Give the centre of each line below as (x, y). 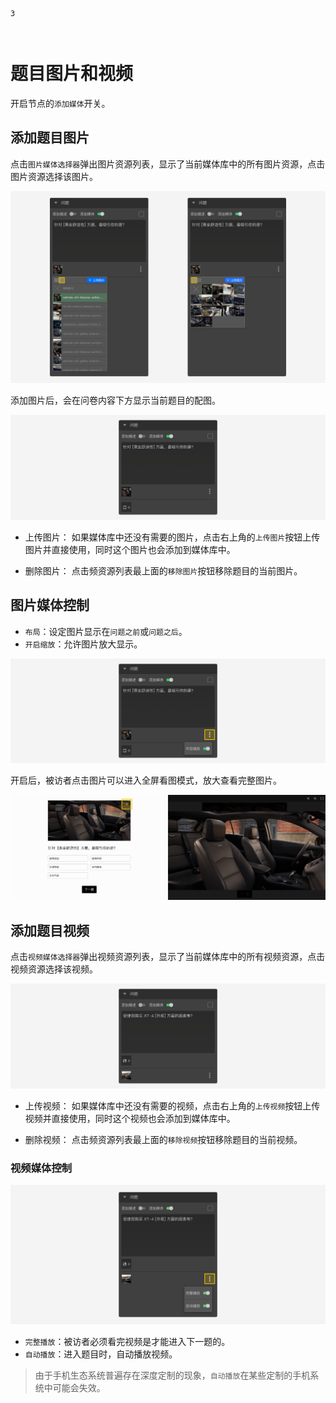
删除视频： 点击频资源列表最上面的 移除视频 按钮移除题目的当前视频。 (163, 1139)
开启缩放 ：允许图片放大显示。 (83, 644)
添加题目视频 (50, 930)
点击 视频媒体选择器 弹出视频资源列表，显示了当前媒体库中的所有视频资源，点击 (168, 956)
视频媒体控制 (41, 1168)
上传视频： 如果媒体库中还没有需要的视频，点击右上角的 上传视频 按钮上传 (172, 1105)
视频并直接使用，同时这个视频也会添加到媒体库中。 (130, 1118)
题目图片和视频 (72, 74)
